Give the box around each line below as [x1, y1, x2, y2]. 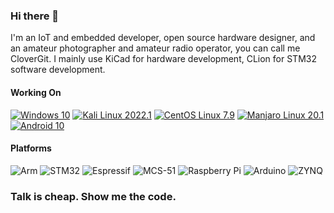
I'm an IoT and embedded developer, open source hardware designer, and [10, 32, 316, 44]
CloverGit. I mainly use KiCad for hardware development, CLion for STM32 [10, 53, 317, 65]
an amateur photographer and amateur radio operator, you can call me [10, 42, 301, 54]
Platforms [10, 142, 52, 154]
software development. [10, 64, 106, 76]
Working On [10, 86, 62, 98]
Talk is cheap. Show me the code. [10, 189, 177, 203]
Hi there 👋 [10, 9, 60, 23]
